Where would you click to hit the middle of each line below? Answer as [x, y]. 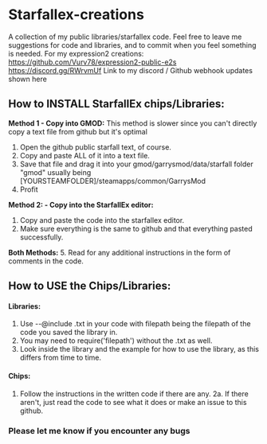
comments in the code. [46, 261]
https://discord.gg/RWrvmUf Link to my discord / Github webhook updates [131, 70]
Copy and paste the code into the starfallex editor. [102, 220]
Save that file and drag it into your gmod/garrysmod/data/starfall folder [136, 164]
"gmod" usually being [55, 172]
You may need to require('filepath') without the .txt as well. [116, 341]
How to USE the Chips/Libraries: [90, 286]
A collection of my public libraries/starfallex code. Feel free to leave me [125, 37]
